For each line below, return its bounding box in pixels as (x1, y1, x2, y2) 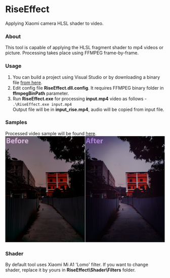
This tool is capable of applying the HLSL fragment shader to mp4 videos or (5, 45, 163, 51)
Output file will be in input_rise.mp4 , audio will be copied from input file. (12, 106, 164, 112)
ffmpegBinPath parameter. (12, 90, 69, 96)
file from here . (12, 80, 42, 86)
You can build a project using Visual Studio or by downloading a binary (12, 74, 160, 80)
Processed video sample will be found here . (5, 130, 97, 136)
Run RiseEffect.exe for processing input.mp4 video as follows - (12, 95, 147, 102)
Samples (5, 119, 27, 126)
